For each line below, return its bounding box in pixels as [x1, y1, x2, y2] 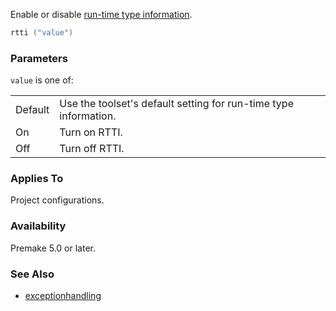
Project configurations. [10, 194, 105, 206]
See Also [10, 267, 55, 281]
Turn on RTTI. [59, 125, 123, 139]
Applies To [10, 172, 64, 186]
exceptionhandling [24, 290, 102, 302]
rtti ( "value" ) [10, 28, 74, 38]
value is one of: [10, 74, 74, 86]
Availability [10, 219, 67, 233]
